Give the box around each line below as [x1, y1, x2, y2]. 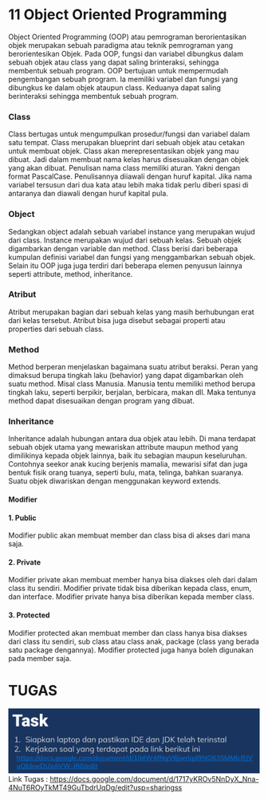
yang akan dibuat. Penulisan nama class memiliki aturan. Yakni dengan [8, 164, 241, 173]
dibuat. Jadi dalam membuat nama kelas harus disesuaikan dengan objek [8, 155, 250, 164]
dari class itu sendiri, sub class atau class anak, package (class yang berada [8, 636, 259, 646]
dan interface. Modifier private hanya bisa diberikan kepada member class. [8, 592, 255, 601]
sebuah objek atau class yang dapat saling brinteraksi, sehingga [8, 57, 219, 67]
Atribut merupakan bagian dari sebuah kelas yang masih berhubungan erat [8, 307, 254, 317]
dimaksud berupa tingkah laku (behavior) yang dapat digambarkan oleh [8, 371, 243, 380]
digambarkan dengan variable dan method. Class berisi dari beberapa [8, 243, 238, 253]
